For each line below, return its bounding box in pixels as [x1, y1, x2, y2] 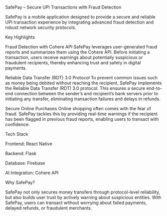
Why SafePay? [5, 180, 35, 185]
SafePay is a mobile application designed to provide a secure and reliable [5, 14, 156, 19]
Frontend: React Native [5, 141, 52, 147]
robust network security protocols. [5, 24, 76, 30]
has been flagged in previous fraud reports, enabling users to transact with [5, 116, 159, 122]
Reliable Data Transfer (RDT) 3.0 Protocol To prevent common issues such [5, 75, 158, 80]
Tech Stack [5, 131, 28, 137]
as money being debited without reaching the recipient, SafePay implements [5, 80, 162, 86]
